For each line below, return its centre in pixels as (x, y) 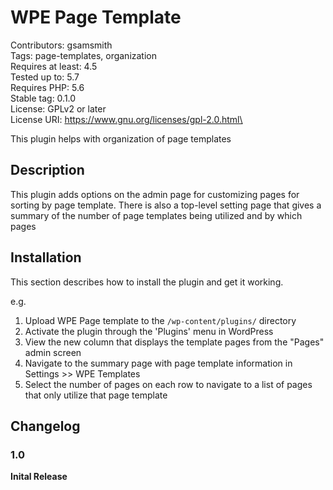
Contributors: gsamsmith (61, 45)
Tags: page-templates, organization (84, 55)
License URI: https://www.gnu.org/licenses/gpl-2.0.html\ (126, 119)
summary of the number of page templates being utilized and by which (156, 215)
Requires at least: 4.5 (54, 66)
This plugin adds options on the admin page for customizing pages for (155, 194)
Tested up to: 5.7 (45, 77)
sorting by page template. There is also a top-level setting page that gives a (166, 205)
